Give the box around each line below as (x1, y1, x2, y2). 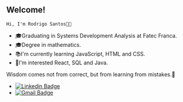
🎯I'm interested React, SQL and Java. (15, 59, 108, 66)
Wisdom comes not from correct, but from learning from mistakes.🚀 (6, 70, 176, 78)
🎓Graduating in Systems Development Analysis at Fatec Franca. (15, 32, 178, 39)
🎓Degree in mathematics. (15, 41, 82, 48)
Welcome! (6, 5, 45, 15)
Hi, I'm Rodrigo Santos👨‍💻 (6, 21, 72, 27)
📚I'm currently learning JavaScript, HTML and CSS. (15, 50, 145, 57)
